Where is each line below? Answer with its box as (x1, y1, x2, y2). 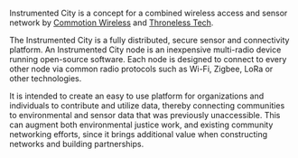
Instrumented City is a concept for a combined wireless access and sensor (9, 8, 288, 18)
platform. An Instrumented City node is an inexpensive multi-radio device (9, 44, 282, 55)
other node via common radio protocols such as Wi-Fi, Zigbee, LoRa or (9, 63, 274, 74)
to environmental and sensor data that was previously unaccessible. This (9, 110, 281, 120)
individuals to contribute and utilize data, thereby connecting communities (9, 100, 285, 111)
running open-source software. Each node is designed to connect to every (9, 54, 287, 64)
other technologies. (9, 73, 82, 84)
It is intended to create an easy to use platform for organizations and (9, 90, 265, 101)
